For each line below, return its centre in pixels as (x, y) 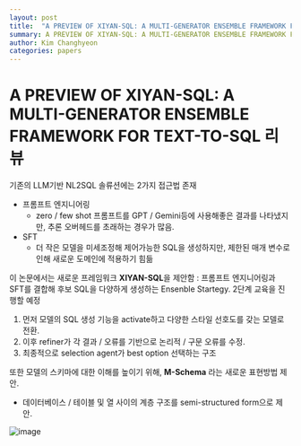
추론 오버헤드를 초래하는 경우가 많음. (111, 227)
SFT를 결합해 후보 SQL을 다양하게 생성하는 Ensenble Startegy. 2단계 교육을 (142, 289)
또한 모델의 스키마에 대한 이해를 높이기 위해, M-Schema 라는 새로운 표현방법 (144, 372)
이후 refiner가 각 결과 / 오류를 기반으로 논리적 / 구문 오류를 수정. (133, 342)
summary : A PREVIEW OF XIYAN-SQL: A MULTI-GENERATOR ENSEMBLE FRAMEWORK (148, 34)
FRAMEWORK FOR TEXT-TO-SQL (135, 136)
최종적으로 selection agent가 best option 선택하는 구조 (119, 353)
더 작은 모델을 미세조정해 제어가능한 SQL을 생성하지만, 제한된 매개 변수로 (163, 248)
